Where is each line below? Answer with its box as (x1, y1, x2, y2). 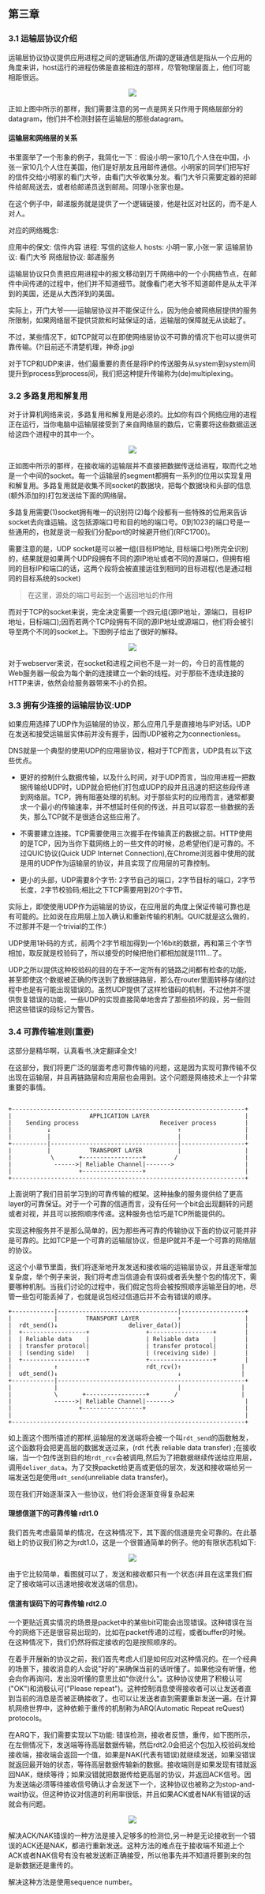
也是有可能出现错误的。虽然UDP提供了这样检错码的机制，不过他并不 (21, 985, 244, 994)
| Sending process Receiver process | (8, 1118, 248, 1127)
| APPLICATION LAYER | (8, 1112, 248, 1120)
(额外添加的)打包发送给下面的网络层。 (8, 490, 132, 500)
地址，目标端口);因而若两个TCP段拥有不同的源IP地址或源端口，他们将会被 (8, 617, 247, 626)
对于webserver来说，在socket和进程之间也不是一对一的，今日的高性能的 (8, 659, 244, 668)
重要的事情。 (8, 1082, 50, 1092)
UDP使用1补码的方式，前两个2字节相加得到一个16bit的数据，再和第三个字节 (8, 938, 252, 948)
